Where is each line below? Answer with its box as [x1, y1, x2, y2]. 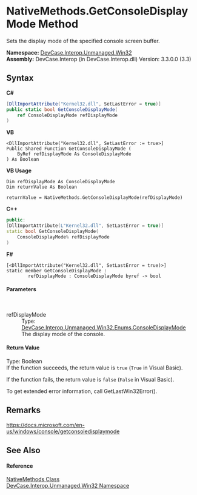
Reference [6, 462, 33, 470]
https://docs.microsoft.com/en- [6, 421, 85, 428]
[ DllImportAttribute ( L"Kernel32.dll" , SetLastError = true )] [6, 223, 164, 229]
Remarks [6, 405, 41, 416]
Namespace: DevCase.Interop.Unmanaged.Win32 [6, 49, 132, 56]
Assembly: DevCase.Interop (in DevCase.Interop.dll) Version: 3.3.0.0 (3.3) [6, 55, 192, 62]
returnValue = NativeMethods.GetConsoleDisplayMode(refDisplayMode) [6, 195, 183, 201]
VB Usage [6, 167, 32, 174]
